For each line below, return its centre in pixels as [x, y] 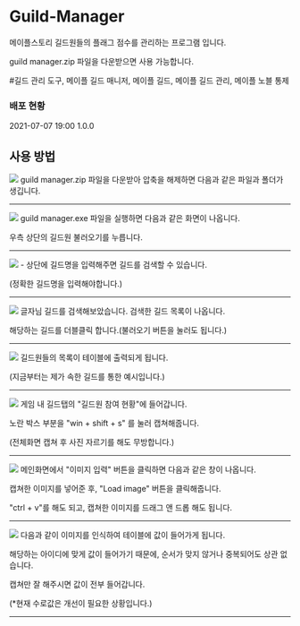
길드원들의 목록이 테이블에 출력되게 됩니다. [94, 358]
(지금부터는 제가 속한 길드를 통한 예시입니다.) [87, 377]
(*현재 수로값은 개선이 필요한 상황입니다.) [81, 604]
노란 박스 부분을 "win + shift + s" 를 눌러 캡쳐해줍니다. [104, 424]
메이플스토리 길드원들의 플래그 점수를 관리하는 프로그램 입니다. [118, 42]
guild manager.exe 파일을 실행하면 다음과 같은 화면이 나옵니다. [130, 219]
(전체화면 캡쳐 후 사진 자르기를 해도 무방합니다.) [92, 442]
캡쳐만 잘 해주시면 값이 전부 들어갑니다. [77, 585]
